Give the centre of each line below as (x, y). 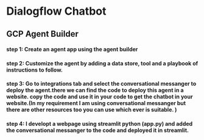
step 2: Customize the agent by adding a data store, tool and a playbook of (102, 63)
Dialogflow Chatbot (56, 11)
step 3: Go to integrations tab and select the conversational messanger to (101, 84)
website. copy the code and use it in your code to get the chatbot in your (100, 97)
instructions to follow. (34, 70)
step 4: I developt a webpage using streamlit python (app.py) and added (100, 123)
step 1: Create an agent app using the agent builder (72, 50)
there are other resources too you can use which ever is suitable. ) (92, 110)
